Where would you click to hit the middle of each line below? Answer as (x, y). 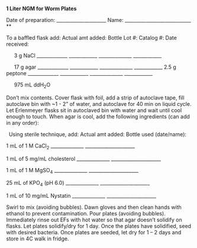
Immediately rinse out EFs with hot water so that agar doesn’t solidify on (94, 220)
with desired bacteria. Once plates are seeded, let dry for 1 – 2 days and (94, 233)
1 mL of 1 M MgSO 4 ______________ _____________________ (72, 171)
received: (18, 44)
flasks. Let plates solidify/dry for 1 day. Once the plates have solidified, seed (98, 226)
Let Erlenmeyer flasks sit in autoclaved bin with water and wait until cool (94, 110)
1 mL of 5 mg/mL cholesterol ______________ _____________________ (83, 159)
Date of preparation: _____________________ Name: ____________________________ (98, 20)
